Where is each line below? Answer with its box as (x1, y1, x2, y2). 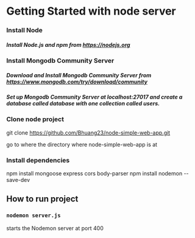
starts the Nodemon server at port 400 (6, 224, 104, 232)
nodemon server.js (6, 212, 61, 219)
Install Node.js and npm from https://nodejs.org (6, 41, 130, 48)
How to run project (6, 194, 79, 205)
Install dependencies (6, 156, 70, 164)
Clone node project (6, 115, 64, 124)
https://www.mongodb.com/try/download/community (6, 78, 148, 85)
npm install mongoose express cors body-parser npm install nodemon (6, 170, 183, 177)
